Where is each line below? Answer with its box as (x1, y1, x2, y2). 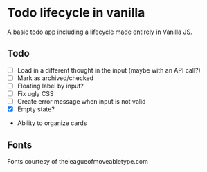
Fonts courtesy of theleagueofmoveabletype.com (7, 157, 149, 165)
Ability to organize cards (17, 119, 87, 127)
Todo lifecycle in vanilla (7, 5, 145, 21)
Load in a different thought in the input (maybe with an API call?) (17, 66, 201, 74)
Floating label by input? (17, 82, 84, 90)
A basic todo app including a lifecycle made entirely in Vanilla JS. (7, 28, 192, 36)
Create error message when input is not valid (17, 97, 146, 105)
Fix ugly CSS (17, 89, 54, 97)
